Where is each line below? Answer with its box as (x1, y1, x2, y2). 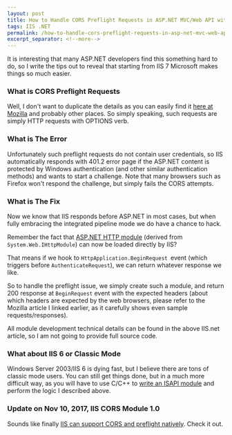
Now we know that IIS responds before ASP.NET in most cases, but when (7, 212, 216, 221)
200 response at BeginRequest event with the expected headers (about (7, 289, 209, 298)
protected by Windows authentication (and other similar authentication (7, 164, 209, 173)
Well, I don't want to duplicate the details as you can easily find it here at (7, 102, 213, 110)
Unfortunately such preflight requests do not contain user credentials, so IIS (7, 150, 223, 158)
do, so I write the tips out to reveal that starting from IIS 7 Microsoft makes (7, 62, 218, 70)
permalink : (7, 29, 39, 37)
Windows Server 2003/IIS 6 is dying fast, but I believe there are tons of (7, 365, 209, 373)
